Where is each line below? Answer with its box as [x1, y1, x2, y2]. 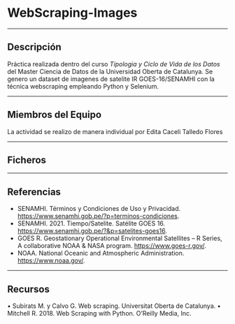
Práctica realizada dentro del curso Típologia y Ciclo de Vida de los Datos [7, 59, 220, 68]
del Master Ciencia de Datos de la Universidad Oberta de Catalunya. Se [7, 67, 213, 75]
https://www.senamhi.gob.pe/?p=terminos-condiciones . [17, 212, 180, 221]
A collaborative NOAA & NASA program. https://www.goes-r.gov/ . [17, 242, 206, 250]
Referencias [7, 186, 62, 198]
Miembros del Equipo [7, 109, 102, 121]
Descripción [7, 41, 62, 53]
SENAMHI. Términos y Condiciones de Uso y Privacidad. [17, 205, 181, 213]
